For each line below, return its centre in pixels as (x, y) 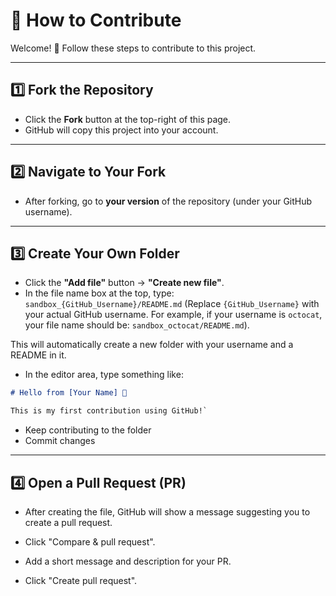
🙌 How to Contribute (96, 20)
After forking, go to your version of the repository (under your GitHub (168, 201)
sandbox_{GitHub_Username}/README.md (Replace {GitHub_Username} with (172, 304)
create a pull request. (68, 522)
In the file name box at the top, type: (99, 293)
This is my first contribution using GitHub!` (109, 411)
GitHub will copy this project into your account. (121, 130)
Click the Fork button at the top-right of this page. (128, 119)
